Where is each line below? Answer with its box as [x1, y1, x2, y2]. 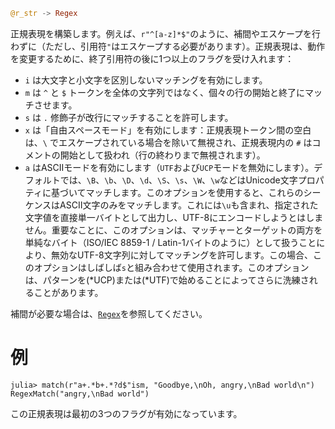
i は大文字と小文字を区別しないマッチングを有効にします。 [24, 74, 268, 86]
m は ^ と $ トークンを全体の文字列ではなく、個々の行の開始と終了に [24, 86, 305, 98]
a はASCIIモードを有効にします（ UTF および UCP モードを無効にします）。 [24, 161, 315, 173]
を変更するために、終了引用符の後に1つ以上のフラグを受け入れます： [10, 52, 295, 64]
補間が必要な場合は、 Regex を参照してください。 [10, 307, 208, 319]
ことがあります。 [33, 286, 104, 298]
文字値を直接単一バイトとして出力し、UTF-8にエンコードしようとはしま [24, 211, 324, 223]
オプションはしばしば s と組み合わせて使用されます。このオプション [33, 261, 310, 273]
